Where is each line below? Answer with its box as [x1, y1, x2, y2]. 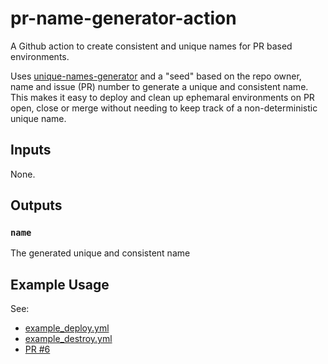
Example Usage [10, 276, 110, 293]
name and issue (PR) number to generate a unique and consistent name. [10, 80, 309, 92]
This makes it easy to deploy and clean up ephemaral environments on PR [10, 91, 315, 103]
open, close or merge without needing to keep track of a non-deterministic [10, 102, 318, 114]
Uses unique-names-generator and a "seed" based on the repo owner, [10, 70, 302, 82]
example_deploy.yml [24, 322, 110, 334]
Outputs [10, 197, 63, 214]
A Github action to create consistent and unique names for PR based [10, 40, 293, 52]
